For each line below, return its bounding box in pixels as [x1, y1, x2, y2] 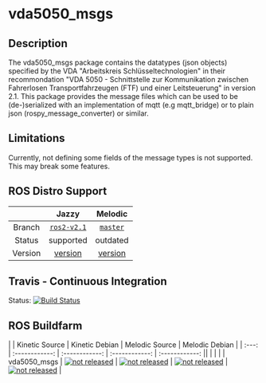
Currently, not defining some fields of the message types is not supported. [8, 152, 253, 162]
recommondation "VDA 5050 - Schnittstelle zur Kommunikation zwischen [8, 75, 249, 84]
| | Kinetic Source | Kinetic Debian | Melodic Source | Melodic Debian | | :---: [8, 340, 259, 349]
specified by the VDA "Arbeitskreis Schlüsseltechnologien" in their [8, 66, 225, 76]
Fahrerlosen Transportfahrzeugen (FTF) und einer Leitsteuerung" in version [8, 83, 256, 93]
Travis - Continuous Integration [8, 274, 167, 288]
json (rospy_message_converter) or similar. [8, 109, 149, 118]
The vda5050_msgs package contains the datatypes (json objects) [8, 57, 228, 67]
